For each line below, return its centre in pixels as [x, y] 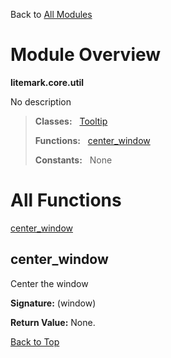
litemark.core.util [47, 82]
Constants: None [73, 160]
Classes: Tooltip [71, 121]
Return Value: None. [53, 322]
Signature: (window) [53, 303]
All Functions [66, 200]
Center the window [49, 283]
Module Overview [86, 55]
